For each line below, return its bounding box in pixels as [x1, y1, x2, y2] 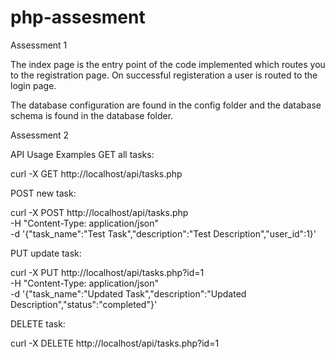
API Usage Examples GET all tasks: [10, 148, 155, 160]
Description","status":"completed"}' [10, 298, 158, 310]
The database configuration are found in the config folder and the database [10, 99, 322, 111]
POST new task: [10, 187, 77, 199]
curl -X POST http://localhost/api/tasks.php [10, 206, 189, 218]
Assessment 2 [10, 129, 70, 141]
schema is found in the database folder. [10, 109, 174, 121]
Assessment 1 [10, 39, 68, 51]
